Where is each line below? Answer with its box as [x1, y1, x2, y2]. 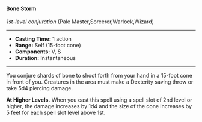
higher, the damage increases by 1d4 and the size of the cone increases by [6, 103, 192, 110]
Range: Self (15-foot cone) [14, 42, 81, 49]
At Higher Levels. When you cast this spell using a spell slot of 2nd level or [6, 96, 192, 103]
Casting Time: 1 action [14, 35, 72, 43]
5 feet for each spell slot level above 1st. [6, 109, 106, 117]
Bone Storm [6, 5, 37, 12]
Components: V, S [14, 48, 61, 55]
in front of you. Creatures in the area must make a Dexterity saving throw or [6, 78, 194, 85]
